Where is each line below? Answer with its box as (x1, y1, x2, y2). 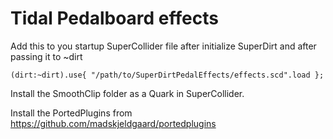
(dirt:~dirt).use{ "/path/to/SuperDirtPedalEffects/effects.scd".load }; (10, 70, 325, 80)
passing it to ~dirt (10, 50, 83, 62)
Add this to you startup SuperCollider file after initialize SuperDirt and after (10, 40, 317, 52)
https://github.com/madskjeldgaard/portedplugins (10, 117, 217, 129)
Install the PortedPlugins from (10, 107, 133, 119)
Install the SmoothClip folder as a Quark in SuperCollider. (10, 87, 245, 99)
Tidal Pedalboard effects (10, 7, 219, 30)
